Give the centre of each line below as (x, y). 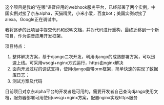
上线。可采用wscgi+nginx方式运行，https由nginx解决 (70, 63)
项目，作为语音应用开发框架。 (35, 36)
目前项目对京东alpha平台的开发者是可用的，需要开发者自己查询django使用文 (82, 91)
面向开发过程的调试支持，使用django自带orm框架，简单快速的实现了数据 (85, 69)
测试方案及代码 (27, 81)
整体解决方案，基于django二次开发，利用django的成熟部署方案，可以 (82, 57)
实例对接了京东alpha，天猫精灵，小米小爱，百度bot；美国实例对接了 (78, 13)
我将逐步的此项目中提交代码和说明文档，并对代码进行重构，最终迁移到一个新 (82, 30)
